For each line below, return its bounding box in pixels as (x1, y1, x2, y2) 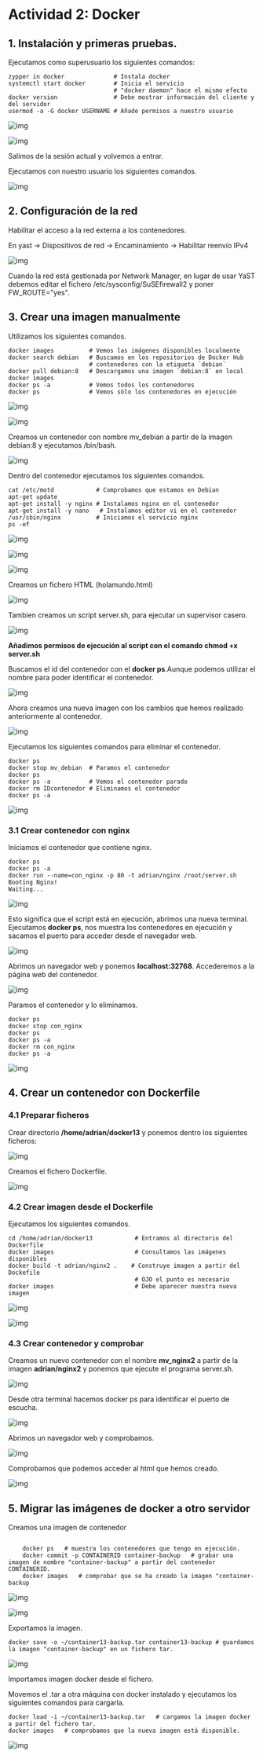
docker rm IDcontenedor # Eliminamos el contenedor (8, 784, 181, 793)
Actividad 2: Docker (8, 5, 141, 24)
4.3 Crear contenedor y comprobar (8, 1338, 144, 1349)
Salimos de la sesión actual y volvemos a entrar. (8, 152, 163, 160)
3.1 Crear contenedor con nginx (8, 825, 131, 836)
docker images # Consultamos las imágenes (8, 1247, 226, 1256)
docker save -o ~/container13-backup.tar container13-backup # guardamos (8, 1639, 255, 1646)
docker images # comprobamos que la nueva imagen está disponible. (8, 1727, 241, 1735)
